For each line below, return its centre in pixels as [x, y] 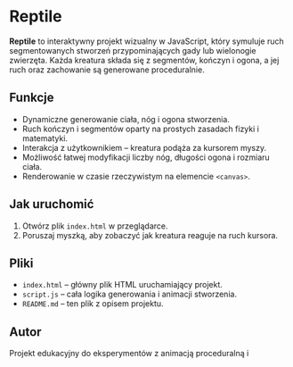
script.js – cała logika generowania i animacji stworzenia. [130, 294]
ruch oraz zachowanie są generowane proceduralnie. [107, 70]
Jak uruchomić [52, 204]
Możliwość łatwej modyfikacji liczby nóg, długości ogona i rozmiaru [146, 157]
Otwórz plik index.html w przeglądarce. [95, 226]
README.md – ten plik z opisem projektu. [93, 304]
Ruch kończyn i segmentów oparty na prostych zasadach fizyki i [141, 129]
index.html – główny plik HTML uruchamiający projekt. [122, 285]
